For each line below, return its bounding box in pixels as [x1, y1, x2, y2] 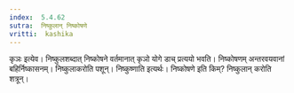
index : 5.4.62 [9, 12, 66, 22]
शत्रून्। [9, 74, 29, 84]
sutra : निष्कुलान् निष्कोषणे [9, 21, 87, 30]
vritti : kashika [9, 29, 74, 38]
